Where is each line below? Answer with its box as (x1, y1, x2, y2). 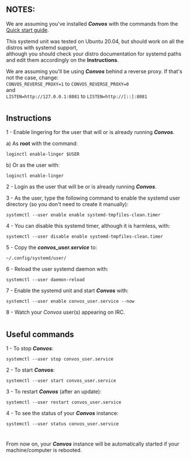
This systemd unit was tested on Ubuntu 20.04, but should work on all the (6, 37, 184, 44)
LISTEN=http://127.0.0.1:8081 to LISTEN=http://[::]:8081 (6, 93, 147, 100)
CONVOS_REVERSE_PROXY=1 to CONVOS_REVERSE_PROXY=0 (6, 80, 129, 87)
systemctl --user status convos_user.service (6, 421, 119, 427)
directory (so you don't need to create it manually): (6, 201, 129, 208)
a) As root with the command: (6, 140, 78, 147)
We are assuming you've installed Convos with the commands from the (6, 20, 178, 27)
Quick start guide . (6, 26, 49, 33)
